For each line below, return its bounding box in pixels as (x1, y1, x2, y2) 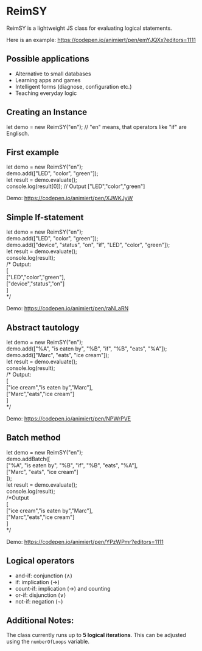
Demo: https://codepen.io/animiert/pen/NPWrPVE (6, 415, 131, 422)
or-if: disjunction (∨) (15, 591, 66, 599)
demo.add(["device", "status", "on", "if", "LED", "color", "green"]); (6, 242, 170, 249)
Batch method (6, 433, 61, 443)
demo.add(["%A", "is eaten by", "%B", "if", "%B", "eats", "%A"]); (6, 345, 167, 352)
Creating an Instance (6, 107, 88, 117)
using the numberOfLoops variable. (6, 638, 90, 646)
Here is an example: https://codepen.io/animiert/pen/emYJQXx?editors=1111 (6, 36, 196, 43)
